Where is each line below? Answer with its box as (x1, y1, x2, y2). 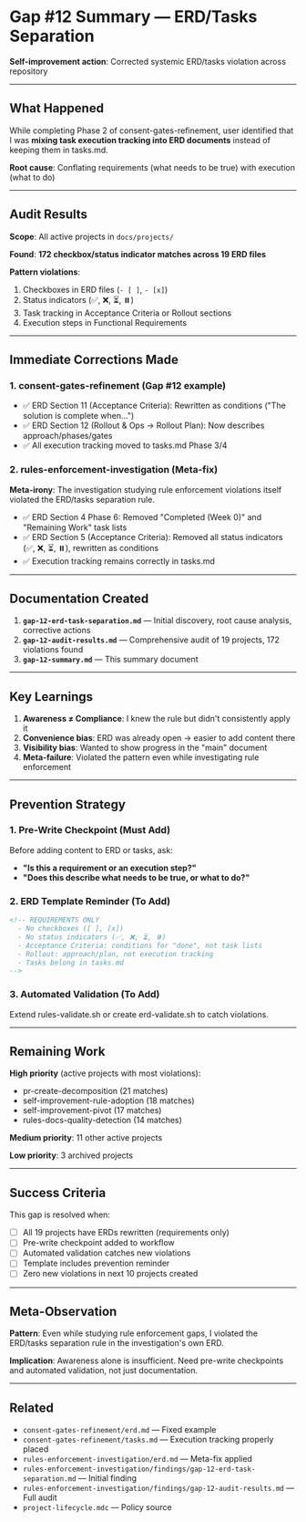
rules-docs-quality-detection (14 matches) (22, 1115, 182, 1126)
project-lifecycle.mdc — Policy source (22, 1502, 172, 1513)
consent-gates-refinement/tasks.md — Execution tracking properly (22, 1434, 274, 1445)
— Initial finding (77, 1473, 137, 1484)
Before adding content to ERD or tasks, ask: (9, 844, 173, 855)
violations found (22, 644, 84, 655)
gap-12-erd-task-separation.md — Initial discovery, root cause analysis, (22, 615, 292, 626)
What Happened (9, 100, 105, 116)
